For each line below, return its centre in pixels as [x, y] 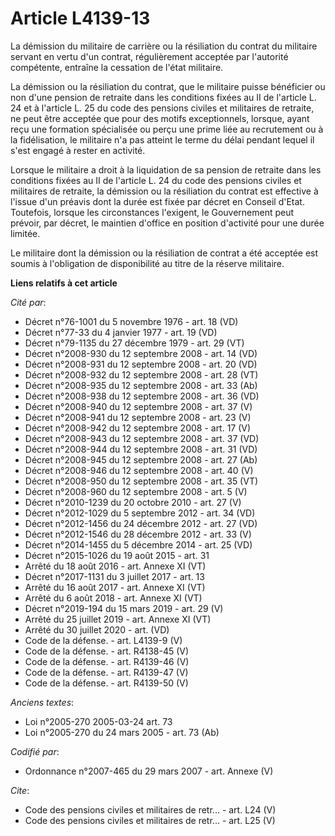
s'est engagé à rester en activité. [78, 150]
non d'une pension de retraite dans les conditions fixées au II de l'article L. [163, 97]
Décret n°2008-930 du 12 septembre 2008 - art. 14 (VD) [141, 353]
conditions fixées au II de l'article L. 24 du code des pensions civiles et [156, 180]
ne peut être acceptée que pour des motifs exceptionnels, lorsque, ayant [160, 118]
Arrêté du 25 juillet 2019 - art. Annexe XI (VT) [118, 619]
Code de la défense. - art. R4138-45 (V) [107, 651]
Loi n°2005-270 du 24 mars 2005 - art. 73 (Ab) [122, 732]
